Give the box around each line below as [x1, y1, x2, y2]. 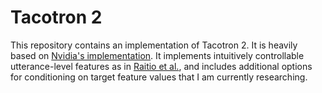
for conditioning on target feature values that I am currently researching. [10, 71, 308, 83]
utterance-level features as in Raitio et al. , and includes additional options [10, 60, 313, 72]
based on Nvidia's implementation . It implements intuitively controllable [10, 49, 305, 61]
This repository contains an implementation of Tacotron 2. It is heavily [10, 39, 298, 51]
